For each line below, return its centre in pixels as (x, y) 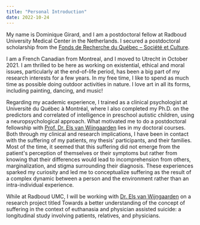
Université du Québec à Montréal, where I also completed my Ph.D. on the (98, 108)
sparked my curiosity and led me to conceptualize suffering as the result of (99, 172)
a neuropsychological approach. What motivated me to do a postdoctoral (96, 121)
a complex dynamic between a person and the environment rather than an (98, 178)
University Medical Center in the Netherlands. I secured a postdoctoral (93, 41)
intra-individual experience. (40, 185)
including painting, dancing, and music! (55, 90)
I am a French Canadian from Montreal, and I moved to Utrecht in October (97, 59)
